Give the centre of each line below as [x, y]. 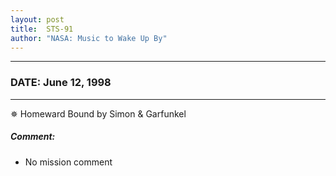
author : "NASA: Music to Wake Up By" [89, 38]
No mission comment [68, 162]
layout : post [37, 19]
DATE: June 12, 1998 [61, 83]
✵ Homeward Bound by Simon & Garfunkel [98, 113]
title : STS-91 [42, 29]
